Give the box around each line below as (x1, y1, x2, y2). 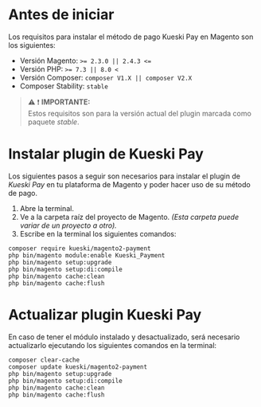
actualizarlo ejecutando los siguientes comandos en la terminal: (8, 340, 217, 350)
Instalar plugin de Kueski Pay (8, 145, 205, 163)
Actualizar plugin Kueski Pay (8, 306, 202, 324)
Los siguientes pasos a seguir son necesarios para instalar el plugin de (8, 171, 241, 181)
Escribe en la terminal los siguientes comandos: (19, 229, 177, 238)
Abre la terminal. (19, 203, 74, 213)
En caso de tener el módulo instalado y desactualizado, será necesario (8, 332, 240, 342)
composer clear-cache (8, 356, 80, 364)
